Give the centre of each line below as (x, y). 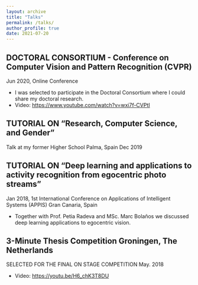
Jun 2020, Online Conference (42, 81)
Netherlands (30, 250)
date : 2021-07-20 (27, 34)
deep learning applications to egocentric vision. (73, 222)
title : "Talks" (25, 17)
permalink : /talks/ (30, 22)
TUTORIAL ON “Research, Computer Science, (92, 124)
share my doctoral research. (49, 99)
